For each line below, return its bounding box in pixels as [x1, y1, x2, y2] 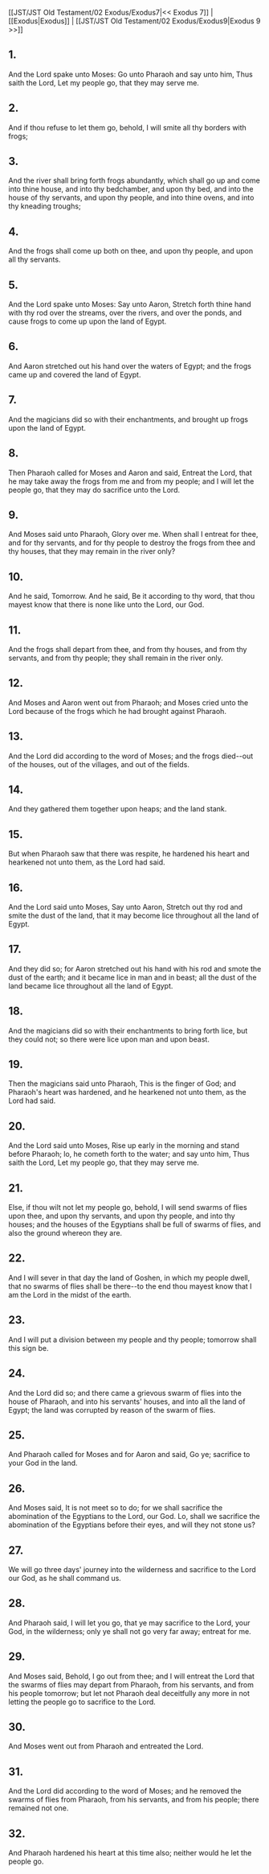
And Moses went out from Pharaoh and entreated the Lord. [8, 1741, 204, 1751]
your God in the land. [8, 1458, 78, 1468]
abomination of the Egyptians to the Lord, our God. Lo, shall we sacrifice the [8, 1512, 260, 1521]
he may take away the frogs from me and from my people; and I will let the [8, 476, 255, 486]
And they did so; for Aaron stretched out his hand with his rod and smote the [8, 964, 262, 973]
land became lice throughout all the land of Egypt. [8, 980, 173, 990]
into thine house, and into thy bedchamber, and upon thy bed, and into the [8, 184, 254, 194]
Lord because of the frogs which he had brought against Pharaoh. [8, 706, 227, 716]
